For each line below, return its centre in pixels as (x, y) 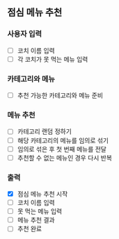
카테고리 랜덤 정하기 (44, 131)
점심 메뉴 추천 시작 (42, 194)
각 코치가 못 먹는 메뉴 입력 (53, 59)
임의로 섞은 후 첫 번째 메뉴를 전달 (62, 149)
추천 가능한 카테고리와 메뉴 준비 (60, 95)
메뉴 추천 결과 (36, 220)
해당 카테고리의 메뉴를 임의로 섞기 (63, 140)
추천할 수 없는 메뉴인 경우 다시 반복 (65, 158)
